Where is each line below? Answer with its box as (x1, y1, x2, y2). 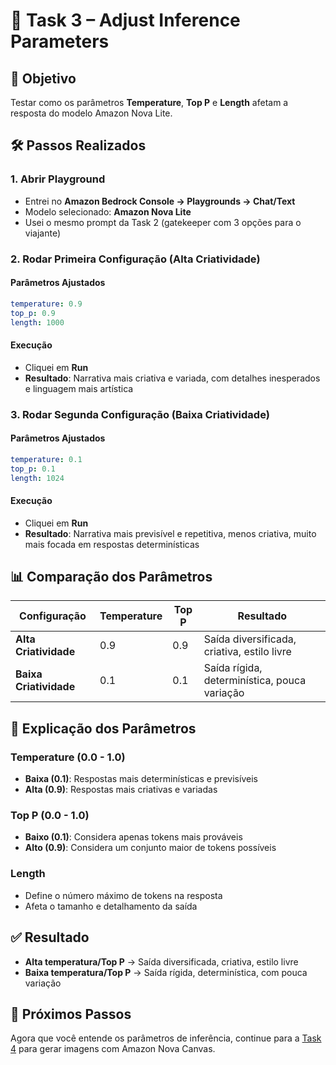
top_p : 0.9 (10, 308, 56, 318)
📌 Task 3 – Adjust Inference (10, 9, 241, 32)
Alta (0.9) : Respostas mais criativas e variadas (24, 784, 218, 796)
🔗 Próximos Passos (10, 1005, 132, 1023)
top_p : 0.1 (10, 464, 56, 474)
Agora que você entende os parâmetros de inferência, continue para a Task (10, 1032, 322, 1044)
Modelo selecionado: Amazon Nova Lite (24, 205, 192, 218)
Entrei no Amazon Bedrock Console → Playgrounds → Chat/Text (24, 195, 296, 207)
